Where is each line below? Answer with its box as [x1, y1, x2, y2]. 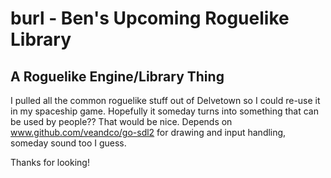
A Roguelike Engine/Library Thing [10, 68, 225, 85]
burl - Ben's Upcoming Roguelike [10, 7, 290, 30]
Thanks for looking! [10, 157, 90, 168]
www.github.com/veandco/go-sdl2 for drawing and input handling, [10, 127, 287, 138]
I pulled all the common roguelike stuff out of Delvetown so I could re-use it [10, 95, 321, 106]
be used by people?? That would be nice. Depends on [10, 116, 233, 127]
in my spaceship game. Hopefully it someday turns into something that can [10, 105, 319, 117]
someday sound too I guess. [10, 137, 127, 149]
